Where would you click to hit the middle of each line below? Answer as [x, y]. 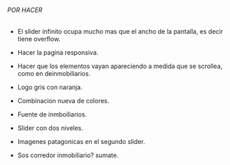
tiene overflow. [39, 39]
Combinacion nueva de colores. [63, 101]
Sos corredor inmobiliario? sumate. [68, 155]
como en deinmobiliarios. [54, 74]
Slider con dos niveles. [50, 128]
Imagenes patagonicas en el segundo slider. [81, 142]
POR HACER [25, 10]
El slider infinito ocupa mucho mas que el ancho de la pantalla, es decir [120, 32]
